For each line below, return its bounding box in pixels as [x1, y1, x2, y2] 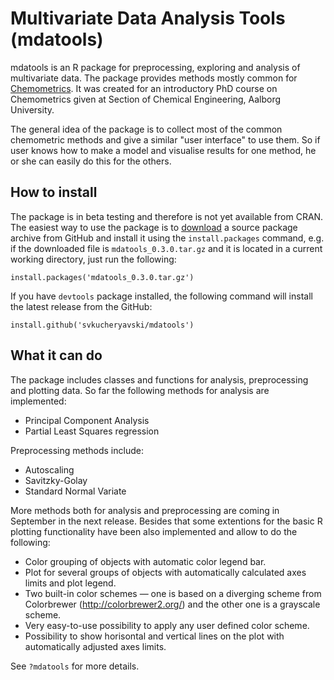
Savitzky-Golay [24, 474, 88, 486]
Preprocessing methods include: [10, 444, 144, 456]
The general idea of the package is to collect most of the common [10, 123, 283, 135]
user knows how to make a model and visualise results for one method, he [10, 144, 317, 156]
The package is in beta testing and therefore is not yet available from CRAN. [10, 210, 324, 222]
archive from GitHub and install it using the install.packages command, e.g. [10, 232, 325, 244]
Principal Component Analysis [24, 414, 150, 426]
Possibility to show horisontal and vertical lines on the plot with [24, 630, 285, 642]
